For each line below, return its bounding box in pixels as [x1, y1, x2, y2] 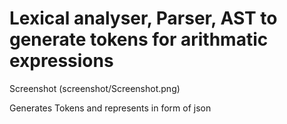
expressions [9, 50, 114, 72]
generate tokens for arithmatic [9, 28, 269, 51]
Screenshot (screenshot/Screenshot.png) [9, 82, 181, 94]
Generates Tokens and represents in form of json [9, 102, 212, 114]
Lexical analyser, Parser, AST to [9, 7, 278, 30]
